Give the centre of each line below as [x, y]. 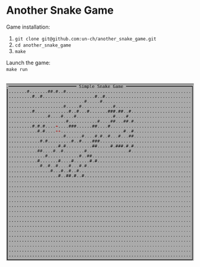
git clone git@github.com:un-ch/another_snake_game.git [85, 39]
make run [17, 69]
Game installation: [28, 27]
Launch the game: [28, 63]
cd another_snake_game [43, 45]
